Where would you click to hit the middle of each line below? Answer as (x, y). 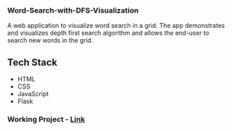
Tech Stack (32, 62)
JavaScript (33, 94)
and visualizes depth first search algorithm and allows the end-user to (108, 33)
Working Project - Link (46, 119)
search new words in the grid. (50, 40)
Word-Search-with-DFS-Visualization (73, 10)
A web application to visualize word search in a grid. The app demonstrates (116, 26)
